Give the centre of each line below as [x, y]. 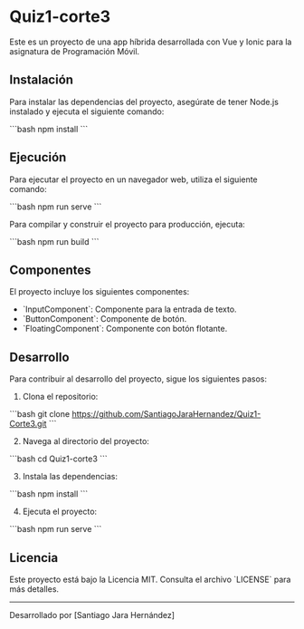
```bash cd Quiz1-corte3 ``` [59, 459]
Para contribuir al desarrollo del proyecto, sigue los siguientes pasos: [138, 379]
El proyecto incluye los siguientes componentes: [100, 292]
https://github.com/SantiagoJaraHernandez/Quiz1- [166, 414]
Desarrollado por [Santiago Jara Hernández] [92, 615]
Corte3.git [28, 424]
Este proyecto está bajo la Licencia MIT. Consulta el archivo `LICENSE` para [150, 579]
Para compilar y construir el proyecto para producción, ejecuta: [128, 224]
